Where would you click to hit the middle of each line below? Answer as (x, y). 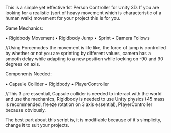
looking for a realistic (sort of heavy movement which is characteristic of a (83, 13)
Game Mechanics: (24, 28)
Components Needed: (29, 74)
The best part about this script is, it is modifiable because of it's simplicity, (83, 120)
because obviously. (26, 110)
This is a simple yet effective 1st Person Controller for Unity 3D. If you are (82, 7)
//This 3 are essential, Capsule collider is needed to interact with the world (83, 94)
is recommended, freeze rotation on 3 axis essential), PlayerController (79, 104)
